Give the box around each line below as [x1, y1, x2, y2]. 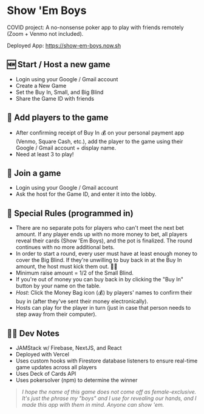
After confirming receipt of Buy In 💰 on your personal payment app [15, 129, 185, 136]
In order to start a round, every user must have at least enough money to [15, 250, 198, 258]
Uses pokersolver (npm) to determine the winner [15, 376, 138, 384]
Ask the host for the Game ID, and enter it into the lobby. [15, 190, 157, 198]
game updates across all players [15, 364, 97, 370]
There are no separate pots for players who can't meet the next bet [15, 224, 184, 232]
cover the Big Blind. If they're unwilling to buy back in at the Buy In [15, 256, 182, 264]
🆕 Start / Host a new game [7, 59, 110, 70]
